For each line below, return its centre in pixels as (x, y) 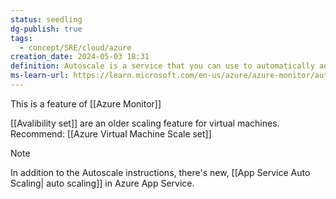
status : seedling (46, 19)
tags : (21, 38)
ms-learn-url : (40, 76)
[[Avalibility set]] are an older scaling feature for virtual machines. (145, 123)
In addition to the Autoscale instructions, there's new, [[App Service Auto (160, 172)
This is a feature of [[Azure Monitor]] (86, 103)
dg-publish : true (46, 29)
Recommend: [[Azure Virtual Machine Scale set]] (111, 133)
